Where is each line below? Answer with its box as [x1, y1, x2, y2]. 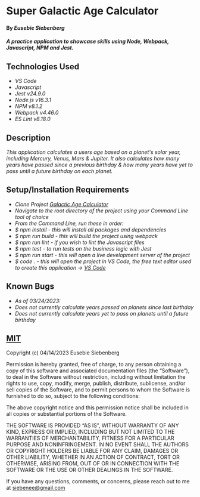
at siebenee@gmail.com [6, 484, 65, 492]
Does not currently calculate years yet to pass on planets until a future [14, 310, 189, 317]
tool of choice [14, 213, 49, 220]
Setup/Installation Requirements [6, 185, 129, 195]
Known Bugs [6, 282, 55, 292]
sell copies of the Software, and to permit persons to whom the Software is [6, 386, 190, 393]
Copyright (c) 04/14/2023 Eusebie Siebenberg [6, 349, 120, 356]
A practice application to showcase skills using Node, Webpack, [6, 38, 170, 45]
